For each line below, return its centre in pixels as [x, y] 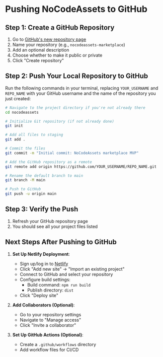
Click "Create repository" [38, 60]
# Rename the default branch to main [44, 176]
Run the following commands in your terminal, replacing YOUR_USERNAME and [82, 88]
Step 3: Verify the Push [42, 209]
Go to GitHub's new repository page [49, 39]
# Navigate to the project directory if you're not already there [75, 108]
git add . [15, 140]
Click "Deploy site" [39, 295]
